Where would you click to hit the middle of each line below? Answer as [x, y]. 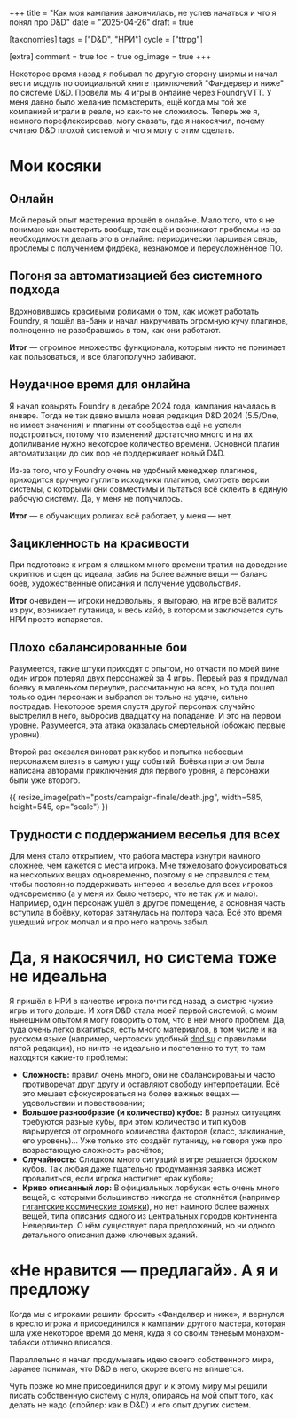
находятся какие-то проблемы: [69, 1057]
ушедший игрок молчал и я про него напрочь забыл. [109, 922]
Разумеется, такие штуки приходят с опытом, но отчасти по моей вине [145, 669]
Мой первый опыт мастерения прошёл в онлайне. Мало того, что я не [142, 220]
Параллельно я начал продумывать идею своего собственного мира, [142, 1359]
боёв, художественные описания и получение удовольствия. [125, 583]
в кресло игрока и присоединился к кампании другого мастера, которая [148, 1323]
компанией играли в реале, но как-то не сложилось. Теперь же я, [134, 111]
